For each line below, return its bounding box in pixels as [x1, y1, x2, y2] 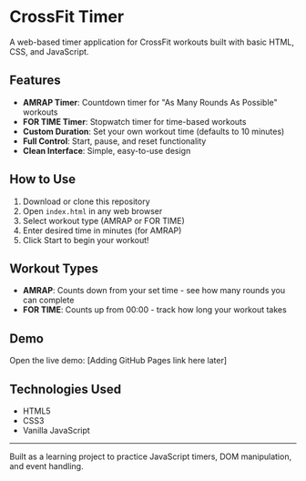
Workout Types [9, 261, 98, 276]
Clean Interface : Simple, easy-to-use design [22, 145, 191, 156]
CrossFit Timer [9, 6, 125, 27]
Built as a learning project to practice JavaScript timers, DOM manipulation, [9, 451, 292, 462]
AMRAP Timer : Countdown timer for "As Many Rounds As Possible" [22, 97, 278, 107]
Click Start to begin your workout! [22, 234, 149, 245]
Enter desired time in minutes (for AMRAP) [22, 225, 182, 236]
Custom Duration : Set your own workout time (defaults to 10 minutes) [22, 126, 285, 137]
